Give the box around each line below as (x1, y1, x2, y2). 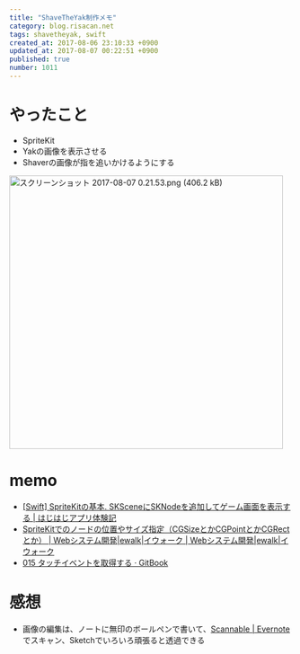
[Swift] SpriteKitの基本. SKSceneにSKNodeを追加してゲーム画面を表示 (22, 500, 283, 512)
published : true (9, 55, 70, 64)
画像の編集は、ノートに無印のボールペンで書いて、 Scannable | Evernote (22, 623, 290, 634)
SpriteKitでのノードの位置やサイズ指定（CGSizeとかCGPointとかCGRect (22, 523, 290, 535)
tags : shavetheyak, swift (9, 30, 106, 39)
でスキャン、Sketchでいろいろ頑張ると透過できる (22, 634, 205, 645)
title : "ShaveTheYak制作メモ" (9, 13, 117, 22)
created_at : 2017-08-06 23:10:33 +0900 (9, 38, 159, 48)
